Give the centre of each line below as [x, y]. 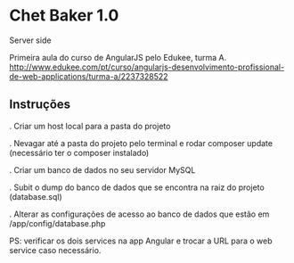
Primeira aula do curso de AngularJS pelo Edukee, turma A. [118, 57]
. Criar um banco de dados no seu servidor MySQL [102, 169]
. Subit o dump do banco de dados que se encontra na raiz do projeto [137, 187]
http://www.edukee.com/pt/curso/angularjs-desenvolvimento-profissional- [147, 67]
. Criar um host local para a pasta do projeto [90, 126]
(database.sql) [36, 196]
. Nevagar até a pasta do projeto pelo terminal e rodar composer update [141, 143]
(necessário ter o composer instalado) [79, 152]
